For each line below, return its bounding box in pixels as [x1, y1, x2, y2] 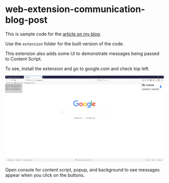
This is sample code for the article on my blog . [5, 31, 102, 37]
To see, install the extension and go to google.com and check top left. [5, 66, 150, 72]
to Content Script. [5, 55, 42, 62]
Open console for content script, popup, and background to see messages [5, 166, 160, 172]
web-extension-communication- [5, 4, 145, 15]
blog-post [5, 14, 48, 26]
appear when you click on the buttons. [5, 172, 85, 178]
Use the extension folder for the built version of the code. [5, 40, 124, 46]
